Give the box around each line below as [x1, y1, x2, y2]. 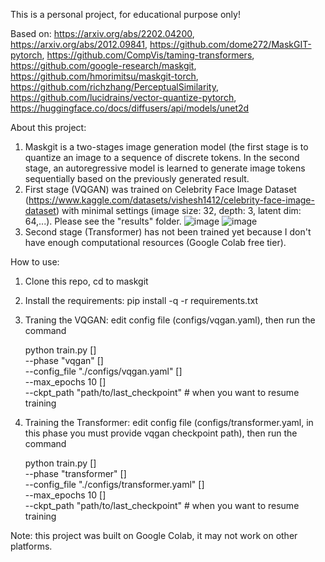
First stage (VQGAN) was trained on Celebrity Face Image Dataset [24, 184, 297, 195]
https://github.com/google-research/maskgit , [10, 60, 197, 71]
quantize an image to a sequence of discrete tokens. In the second [24, 152, 300, 163]
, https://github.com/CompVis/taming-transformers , [41, 49, 255, 61]
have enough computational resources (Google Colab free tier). [24, 237, 287, 248]
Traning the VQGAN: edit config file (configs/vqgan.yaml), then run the [24, 314, 316, 326]
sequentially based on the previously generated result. [24, 173, 250, 184]
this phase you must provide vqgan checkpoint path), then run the [24, 427, 298, 439]
